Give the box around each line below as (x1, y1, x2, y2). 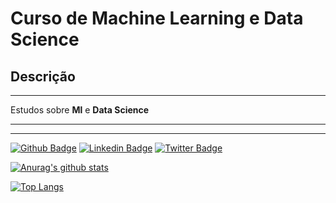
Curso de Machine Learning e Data (10, 7, 304, 30)
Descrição (10, 68, 76, 85)
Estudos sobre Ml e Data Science (10, 104, 150, 116)
